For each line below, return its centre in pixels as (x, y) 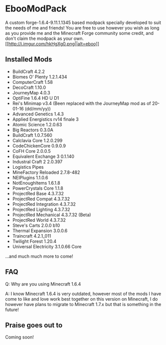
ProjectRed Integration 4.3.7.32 (44, 204)
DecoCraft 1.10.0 (29, 87)
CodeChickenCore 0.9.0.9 (39, 146)
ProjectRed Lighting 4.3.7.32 (41, 209)
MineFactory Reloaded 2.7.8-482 (46, 172)
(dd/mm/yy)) (38, 108)
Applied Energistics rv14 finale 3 (45, 119)
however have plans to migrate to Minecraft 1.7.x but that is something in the (83, 304)
